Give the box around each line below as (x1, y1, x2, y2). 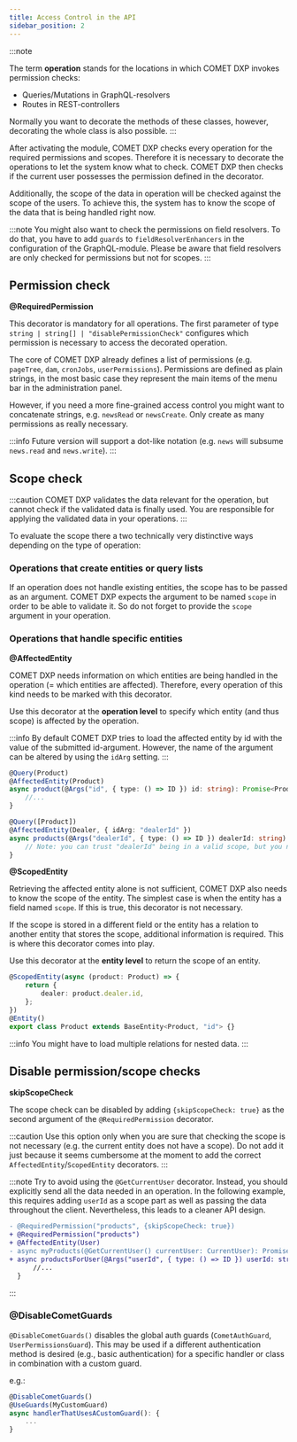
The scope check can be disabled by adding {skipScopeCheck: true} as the (9, 1104, 285, 1115)
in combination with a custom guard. (9, 1358, 142, 1368)
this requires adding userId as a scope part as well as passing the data (9, 1196, 267, 1206)
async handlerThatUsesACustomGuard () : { (9, 1408, 161, 1418)
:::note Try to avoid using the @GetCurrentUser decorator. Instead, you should (9, 1176, 288, 1188)
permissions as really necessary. (9, 418, 129, 430)
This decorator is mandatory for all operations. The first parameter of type (9, 318, 279, 329)
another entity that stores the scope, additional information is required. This (9, 929, 285, 939)
